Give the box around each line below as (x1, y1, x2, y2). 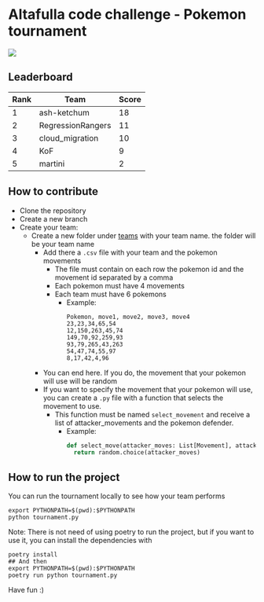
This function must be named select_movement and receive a (54, 409, 250, 419)
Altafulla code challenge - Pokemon (8, 6, 247, 24)
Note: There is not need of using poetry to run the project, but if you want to (8, 527, 255, 537)
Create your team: (19, 222, 79, 232)
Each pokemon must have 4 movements (54, 281, 185, 290)
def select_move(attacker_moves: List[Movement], (66, 442, 233, 450)
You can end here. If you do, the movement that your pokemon (42, 368, 246, 377)
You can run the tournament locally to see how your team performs (8, 491, 225, 501)
